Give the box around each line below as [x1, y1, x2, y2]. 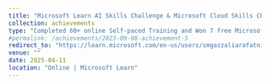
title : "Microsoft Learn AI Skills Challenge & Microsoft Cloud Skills [8, 11, 253, 20]
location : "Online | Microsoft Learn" [8, 64, 138, 72]
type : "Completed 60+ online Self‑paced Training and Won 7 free [8, 26, 231, 34]
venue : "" [8, 49, 42, 57]
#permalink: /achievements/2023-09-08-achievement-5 [8, 34, 189, 42]
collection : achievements [8, 19, 95, 27]
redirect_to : [8, 42, 52, 50]
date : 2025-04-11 [8, 57, 67, 65]
